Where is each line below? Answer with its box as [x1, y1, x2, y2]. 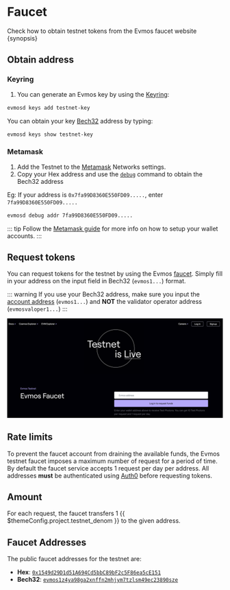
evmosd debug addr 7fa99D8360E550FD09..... [7, 212, 133, 219]
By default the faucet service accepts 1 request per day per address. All [7, 464, 209, 472]
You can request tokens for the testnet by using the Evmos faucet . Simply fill [7, 270, 223, 278]
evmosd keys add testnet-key [7, 104, 90, 111]
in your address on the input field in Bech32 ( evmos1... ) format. [7, 277, 186, 285]
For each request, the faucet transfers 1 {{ [7, 509, 125, 518]
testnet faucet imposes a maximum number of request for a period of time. [7, 457, 218, 465]
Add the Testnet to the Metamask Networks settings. [16, 163, 166, 171]
